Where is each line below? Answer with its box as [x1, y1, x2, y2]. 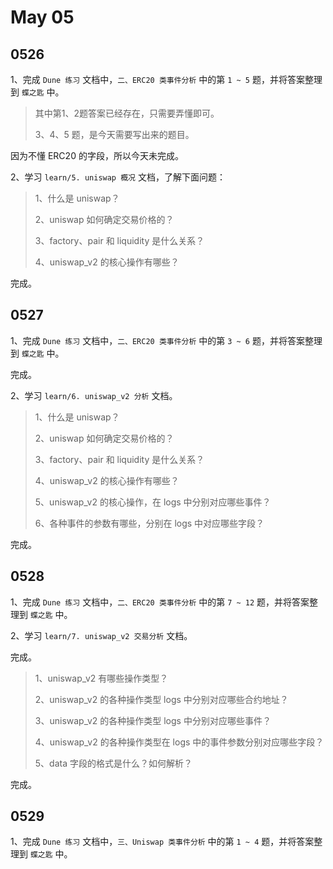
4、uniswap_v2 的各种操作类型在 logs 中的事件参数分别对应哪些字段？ [34, 736, 325, 748]
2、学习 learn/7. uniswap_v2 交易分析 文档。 [10, 629, 193, 641]
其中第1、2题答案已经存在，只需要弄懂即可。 [34, 107, 220, 119]
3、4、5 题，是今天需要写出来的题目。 [34, 129, 195, 140]
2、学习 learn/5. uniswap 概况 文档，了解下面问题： [10, 171, 226, 183]
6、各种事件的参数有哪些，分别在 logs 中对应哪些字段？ [34, 517, 265, 529]
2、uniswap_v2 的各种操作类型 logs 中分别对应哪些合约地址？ [34, 693, 289, 705]
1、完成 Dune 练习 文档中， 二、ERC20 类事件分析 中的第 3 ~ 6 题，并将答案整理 [10, 334, 323, 346]
